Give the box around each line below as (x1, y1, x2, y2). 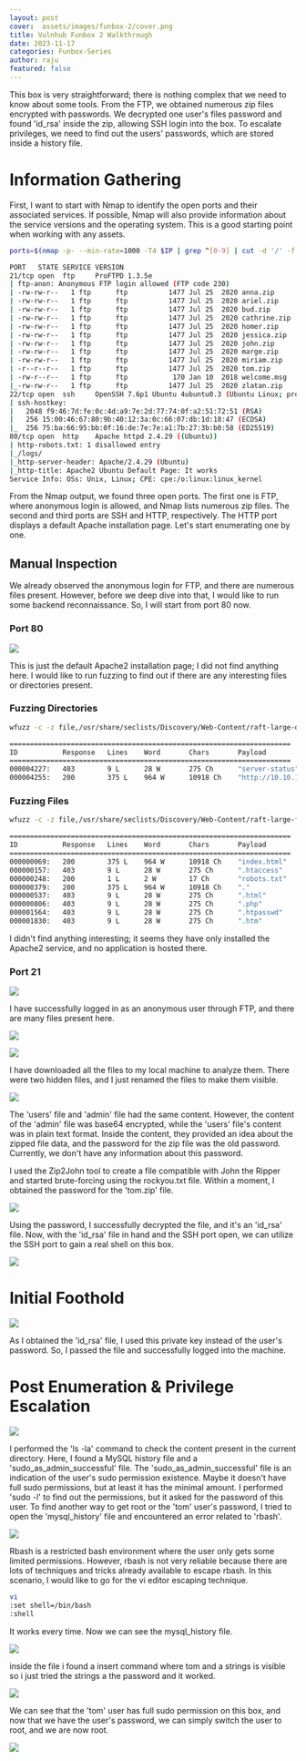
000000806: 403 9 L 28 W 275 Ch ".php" (9, 899, 262, 909)
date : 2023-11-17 (9, 38, 76, 48)
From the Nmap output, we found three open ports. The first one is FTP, (9, 491, 279, 502)
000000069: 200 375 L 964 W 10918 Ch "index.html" (9, 857, 287, 866)
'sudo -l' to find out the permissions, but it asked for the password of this (9, 1491, 284, 1503)
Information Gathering (9, 169, 182, 190)
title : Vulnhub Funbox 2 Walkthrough (9, 30, 153, 39)
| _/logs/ (9, 448, 43, 458)
